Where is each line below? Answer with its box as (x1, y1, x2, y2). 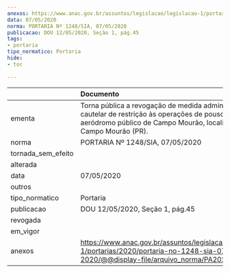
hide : (7, 55, 23, 62)
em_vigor (10, 226, 40, 236)
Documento (80, 89, 120, 99)
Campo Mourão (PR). (80, 126, 149, 135)
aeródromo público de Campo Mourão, (80, 118, 205, 127)
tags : (7, 36, 23, 42)
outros (10, 182, 32, 192)
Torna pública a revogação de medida (80, 101, 202, 110)
